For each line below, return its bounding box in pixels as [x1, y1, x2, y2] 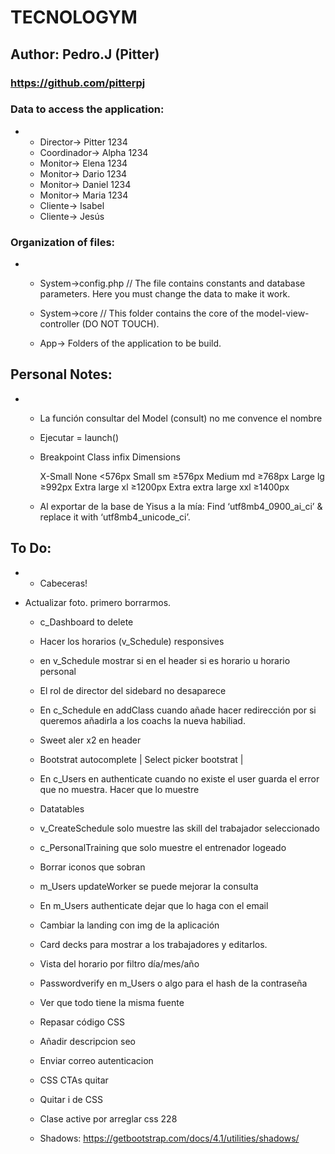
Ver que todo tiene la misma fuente [39, 996, 185, 1008]
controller [39, 318, 80, 330]
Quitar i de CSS [39, 1093, 103, 1105]
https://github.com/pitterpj [10, 76, 146, 90]
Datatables [39, 802, 85, 815]
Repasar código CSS [39, 1016, 126, 1028]
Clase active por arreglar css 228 [39, 1112, 178, 1125]
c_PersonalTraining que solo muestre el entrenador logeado [39, 841, 287, 853]
